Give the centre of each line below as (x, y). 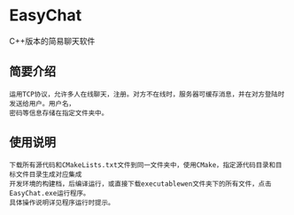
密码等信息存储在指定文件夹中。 (59, 113)
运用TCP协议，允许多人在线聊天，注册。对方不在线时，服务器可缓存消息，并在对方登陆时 (147, 94)
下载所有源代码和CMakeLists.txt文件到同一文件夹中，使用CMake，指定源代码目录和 (143, 165)
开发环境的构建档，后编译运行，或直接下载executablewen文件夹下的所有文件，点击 (140, 184)
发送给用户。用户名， (42, 104)
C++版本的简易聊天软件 (52, 41)
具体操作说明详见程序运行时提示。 (62, 203)
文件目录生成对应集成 (49, 174)
